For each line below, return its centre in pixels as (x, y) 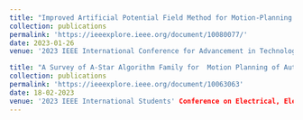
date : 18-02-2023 (42, 92)
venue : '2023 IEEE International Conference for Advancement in (133, 51)
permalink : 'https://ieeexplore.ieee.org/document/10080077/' (129, 34)
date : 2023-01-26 (42, 43)
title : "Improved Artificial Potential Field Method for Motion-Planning (151, 18)
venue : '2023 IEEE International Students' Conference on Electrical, (145, 101)
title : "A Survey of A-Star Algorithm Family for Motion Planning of (145, 68)
